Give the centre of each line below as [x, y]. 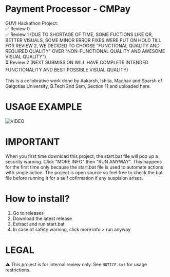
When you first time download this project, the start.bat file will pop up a [82, 156]
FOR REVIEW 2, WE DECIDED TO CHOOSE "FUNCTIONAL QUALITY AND [83, 45]
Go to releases [28, 213]
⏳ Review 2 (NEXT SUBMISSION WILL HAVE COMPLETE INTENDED [77, 62]
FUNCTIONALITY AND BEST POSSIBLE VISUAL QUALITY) [67, 69]
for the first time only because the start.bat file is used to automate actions [84, 167]
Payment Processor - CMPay [68, 9]
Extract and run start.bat [39, 224]
